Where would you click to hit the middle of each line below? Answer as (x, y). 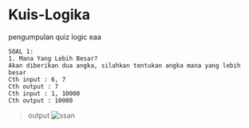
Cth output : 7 (34, 86)
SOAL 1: (21, 51)
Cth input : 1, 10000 (44, 94)
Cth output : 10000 (41, 100)
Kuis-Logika (49, 15)
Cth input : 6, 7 (37, 79)
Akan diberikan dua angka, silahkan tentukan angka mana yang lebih (125, 66)
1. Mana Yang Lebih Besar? (53, 58)
